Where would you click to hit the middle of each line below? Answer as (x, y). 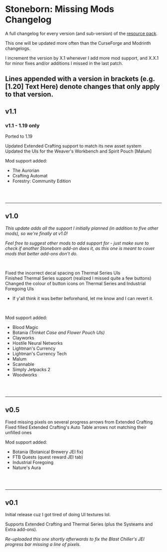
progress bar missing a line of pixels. (43, 545)
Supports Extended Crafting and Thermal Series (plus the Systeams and (79, 524)
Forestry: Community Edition (42, 181)
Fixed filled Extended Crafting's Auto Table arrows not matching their (76, 427)
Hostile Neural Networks (38, 343)
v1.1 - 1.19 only (22, 125)
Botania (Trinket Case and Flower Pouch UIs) (59, 332)
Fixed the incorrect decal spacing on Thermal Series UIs (63, 273)
